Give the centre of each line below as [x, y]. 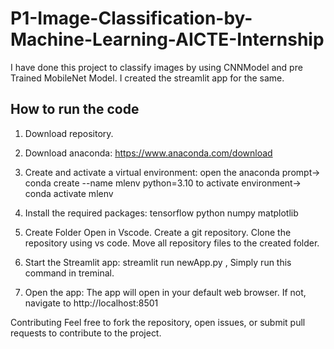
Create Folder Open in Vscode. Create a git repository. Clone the [158, 232]
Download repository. [69, 133]
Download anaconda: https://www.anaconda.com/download [148, 153]
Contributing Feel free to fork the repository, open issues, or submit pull [158, 322]
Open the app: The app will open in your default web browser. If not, [165, 292]
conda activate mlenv [69, 193]
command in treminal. [69, 273]
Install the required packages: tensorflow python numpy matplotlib [161, 213]
